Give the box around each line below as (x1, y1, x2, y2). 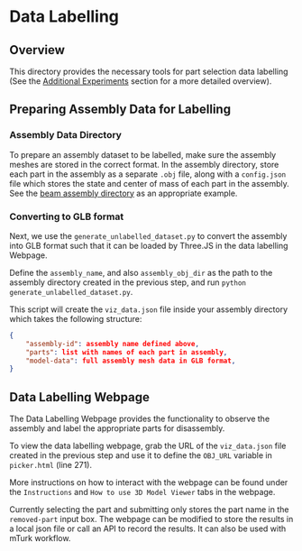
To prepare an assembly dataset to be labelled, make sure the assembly (9, 149, 277, 160)
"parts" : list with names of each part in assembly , (25, 347, 228, 357)
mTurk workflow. (9, 533, 71, 544)
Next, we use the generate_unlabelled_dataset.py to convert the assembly (9, 230, 288, 241)
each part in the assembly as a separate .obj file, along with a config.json (9, 169, 287, 179)
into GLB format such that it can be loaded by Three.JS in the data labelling (9, 240, 288, 251)
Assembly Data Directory (9, 129, 122, 142)
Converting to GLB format (9, 210, 124, 223)
